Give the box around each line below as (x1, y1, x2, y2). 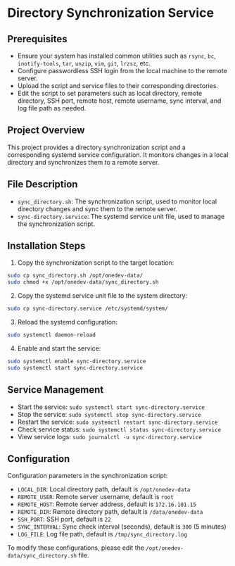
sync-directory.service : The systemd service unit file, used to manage (17, 212, 225, 220)
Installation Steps (7, 240, 86, 252)
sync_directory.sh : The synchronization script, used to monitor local (17, 197, 217, 206)
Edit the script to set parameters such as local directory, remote (17, 89, 203, 97)
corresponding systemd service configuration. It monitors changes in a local (7, 150, 229, 159)
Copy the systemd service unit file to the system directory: (17, 291, 188, 300)
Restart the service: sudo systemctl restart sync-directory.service (17, 417, 218, 426)
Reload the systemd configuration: (17, 318, 118, 327)
